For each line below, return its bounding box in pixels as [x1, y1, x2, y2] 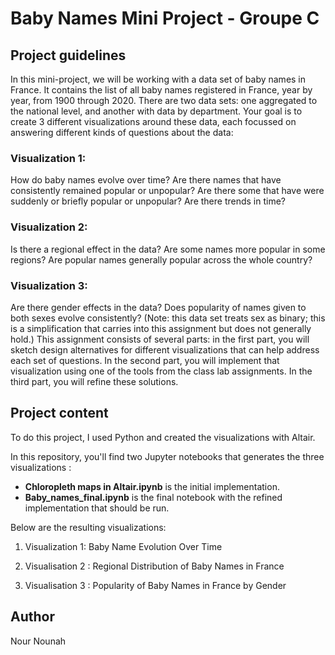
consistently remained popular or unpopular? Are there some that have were [10, 185, 325, 197]
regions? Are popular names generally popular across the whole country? [10, 253, 313, 266]
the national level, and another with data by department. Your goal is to [10, 105, 303, 117]
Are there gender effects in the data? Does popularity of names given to [10, 301, 307, 313]
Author [10, 608, 55, 626]
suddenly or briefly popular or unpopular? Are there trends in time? [10, 195, 287, 207]
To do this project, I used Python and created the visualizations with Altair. [10, 431, 316, 443]
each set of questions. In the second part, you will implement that [10, 354, 280, 366]
